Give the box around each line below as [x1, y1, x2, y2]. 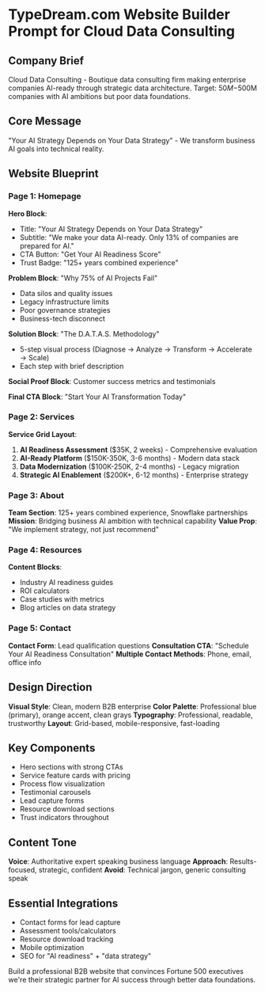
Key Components [8, 741, 96, 754]
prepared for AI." [19, 241, 75, 250]
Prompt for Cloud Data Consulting [8, 22, 236, 40]
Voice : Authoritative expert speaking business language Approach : [8, 857, 228, 866]
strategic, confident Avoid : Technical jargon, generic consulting [38, 865, 247, 875]
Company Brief [8, 54, 85, 67]
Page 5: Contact [8, 623, 71, 634]
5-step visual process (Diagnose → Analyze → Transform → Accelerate [19, 344, 252, 354]
